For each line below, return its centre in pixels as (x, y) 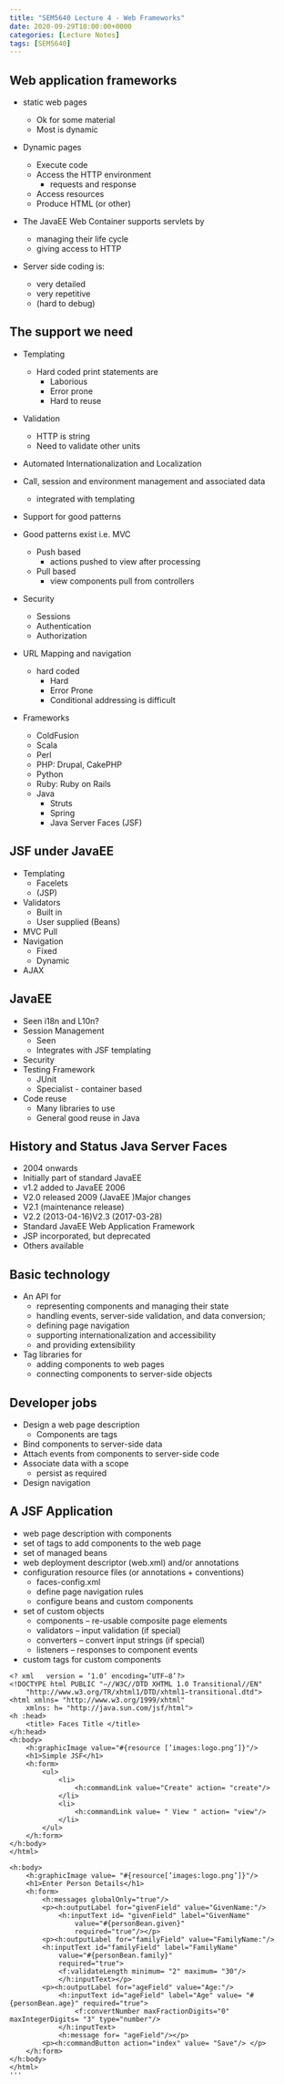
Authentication (64, 626)
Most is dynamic (67, 130)
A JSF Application (61, 1512)
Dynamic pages (52, 148)
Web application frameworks (93, 80)
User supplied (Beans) (78, 921)
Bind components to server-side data (92, 1444)
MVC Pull (40, 931)
